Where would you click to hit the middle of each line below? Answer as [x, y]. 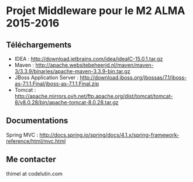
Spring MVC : [22, 135]
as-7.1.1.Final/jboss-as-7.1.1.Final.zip [57, 84]
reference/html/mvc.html [36, 141]
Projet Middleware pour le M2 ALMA [96, 11]
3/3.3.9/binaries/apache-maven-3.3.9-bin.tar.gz [72, 71]
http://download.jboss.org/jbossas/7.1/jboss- [133, 78]
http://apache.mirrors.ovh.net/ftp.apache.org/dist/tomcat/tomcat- [94, 96]
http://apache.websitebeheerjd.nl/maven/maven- [94, 65]
